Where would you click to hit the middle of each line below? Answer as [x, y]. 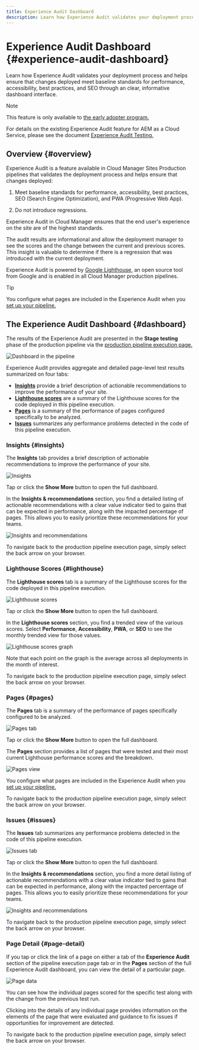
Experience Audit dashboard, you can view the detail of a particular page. [96, 969]
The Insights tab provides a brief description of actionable [78, 458]
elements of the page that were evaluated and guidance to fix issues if [92, 1016]
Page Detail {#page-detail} [46, 944]
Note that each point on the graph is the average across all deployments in [97, 658]
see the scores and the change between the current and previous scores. [96, 246]
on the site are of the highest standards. [55, 228]
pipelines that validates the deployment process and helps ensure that [92, 175]
